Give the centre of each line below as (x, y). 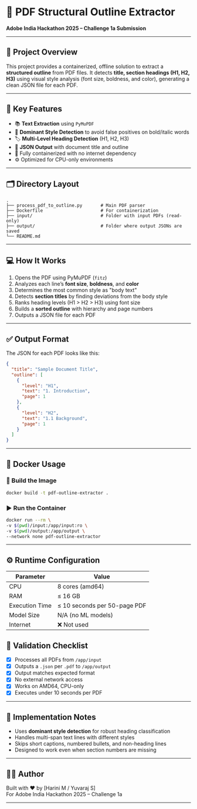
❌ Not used (73, 625)
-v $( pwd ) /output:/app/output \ (45, 531)
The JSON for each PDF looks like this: (53, 353)
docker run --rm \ (28, 520)
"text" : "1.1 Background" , (55, 418)
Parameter (30, 577)
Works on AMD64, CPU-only (49, 686)
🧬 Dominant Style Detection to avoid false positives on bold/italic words (102, 132)
